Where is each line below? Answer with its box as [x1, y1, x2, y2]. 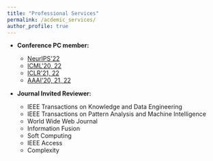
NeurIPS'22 [27, 55, 60, 63]
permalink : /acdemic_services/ [7, 16, 96, 23]
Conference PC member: [16, 42, 89, 50]
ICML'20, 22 [27, 62, 62, 70]
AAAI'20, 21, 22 [27, 76, 72, 85]
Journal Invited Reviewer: [16, 89, 91, 98]
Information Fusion [27, 124, 81, 133]
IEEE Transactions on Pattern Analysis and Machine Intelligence [27, 110, 207, 118]
